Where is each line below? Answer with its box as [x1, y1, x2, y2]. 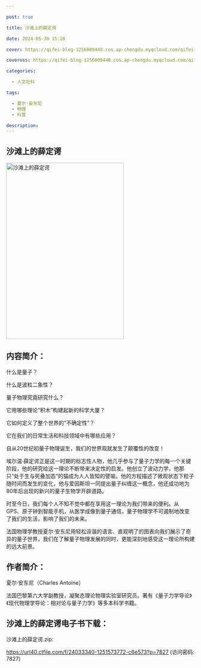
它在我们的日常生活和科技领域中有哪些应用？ [6, 432, 117, 439]
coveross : [6, 58, 31, 64]
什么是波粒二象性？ [6, 381, 54, 388]
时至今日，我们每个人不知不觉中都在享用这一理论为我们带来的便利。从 [6, 500, 179, 507]
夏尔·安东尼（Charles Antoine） [6, 579, 84, 586]
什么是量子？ [6, 368, 38, 375]
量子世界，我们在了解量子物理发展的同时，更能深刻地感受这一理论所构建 [16, 535, 195, 542]
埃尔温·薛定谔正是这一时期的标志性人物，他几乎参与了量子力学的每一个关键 [6, 457, 191, 464]
